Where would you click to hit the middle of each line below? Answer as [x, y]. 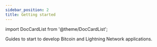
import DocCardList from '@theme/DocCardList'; [57, 29]
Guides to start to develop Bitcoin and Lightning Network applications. [79, 39]
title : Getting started [31, 15]
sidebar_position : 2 [27, 10]
